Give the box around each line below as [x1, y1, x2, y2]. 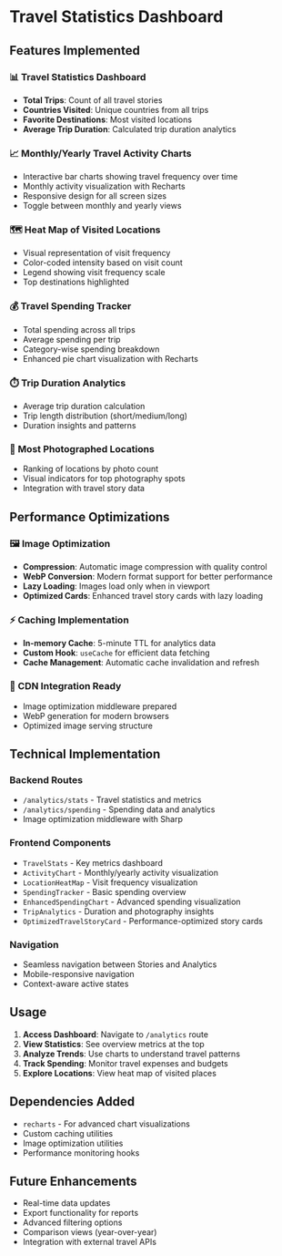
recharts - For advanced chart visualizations [22, 1118, 191, 1129]
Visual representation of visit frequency [22, 248, 171, 259]
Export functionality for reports [22, 1208, 139, 1219]
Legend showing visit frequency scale [22, 267, 166, 278]
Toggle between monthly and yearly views [22, 201, 182, 211]
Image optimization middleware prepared [22, 700, 177, 712]
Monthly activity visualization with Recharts [22, 180, 186, 192]
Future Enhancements [9, 1173, 138, 1189]
